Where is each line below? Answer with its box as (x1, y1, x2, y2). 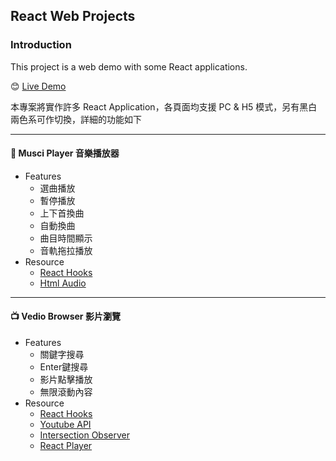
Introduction (10, 38, 72, 52)
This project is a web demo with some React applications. (10, 60, 248, 73)
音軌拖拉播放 (39, 244, 93, 256)
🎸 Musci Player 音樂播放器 (10, 147, 120, 159)
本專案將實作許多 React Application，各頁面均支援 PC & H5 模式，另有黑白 (10, 100, 318, 113)
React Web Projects (10, 8, 136, 25)
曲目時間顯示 (39, 232, 93, 244)
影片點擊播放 (39, 374, 93, 386)
